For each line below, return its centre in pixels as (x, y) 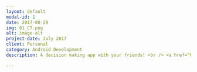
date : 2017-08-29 (27, 22)
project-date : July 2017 (36, 39)
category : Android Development (44, 50)
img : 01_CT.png (25, 28)
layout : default (26, 11)
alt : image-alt (25, 33)
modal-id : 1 (21, 17)
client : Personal (27, 44)
